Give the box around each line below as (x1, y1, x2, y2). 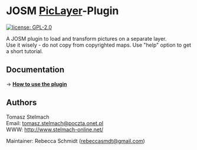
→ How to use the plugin (6, 80, 67, 87)
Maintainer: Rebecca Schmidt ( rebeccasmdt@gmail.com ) (6, 137, 146, 144)
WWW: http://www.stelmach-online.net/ (6, 126, 104, 133)
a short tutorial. (6, 47, 43, 54)
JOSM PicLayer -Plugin (6, 4, 119, 18)
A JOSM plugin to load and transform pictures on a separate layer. (6, 35, 167, 42)
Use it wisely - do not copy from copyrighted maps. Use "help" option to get (6, 41, 192, 48)
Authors (6, 97, 37, 107)
